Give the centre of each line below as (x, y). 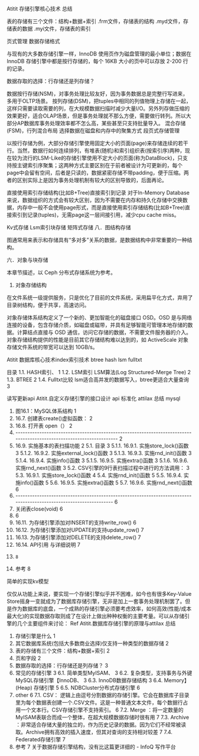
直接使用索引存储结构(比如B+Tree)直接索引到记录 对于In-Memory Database (98, 193)
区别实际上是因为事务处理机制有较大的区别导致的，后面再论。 (92, 180)
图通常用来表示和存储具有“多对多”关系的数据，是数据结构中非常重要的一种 (97, 240)
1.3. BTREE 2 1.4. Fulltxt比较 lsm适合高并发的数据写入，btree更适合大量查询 (98, 379)
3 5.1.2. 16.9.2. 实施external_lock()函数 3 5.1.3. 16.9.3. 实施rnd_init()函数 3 (103, 453)
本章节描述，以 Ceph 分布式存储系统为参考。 (61, 272)
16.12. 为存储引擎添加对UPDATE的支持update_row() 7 (79, 530)
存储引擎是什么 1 (35, 636)
